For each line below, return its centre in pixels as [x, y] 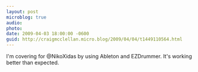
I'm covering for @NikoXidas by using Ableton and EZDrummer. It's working [99, 56]
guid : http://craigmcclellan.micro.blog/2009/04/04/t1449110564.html [95, 39]
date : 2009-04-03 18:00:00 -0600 [48, 34]
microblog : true [26, 17]
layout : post [22, 12]
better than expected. [33, 62]
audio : [14, 23]
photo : [14, 28]
